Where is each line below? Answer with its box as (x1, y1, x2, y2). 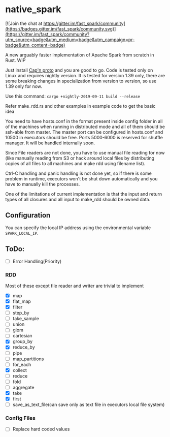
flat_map (12, 298, 31, 304)
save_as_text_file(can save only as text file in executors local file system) (12, 401, 165, 408)
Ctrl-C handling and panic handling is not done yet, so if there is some (5, 170, 152, 176)
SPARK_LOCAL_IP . (5, 230, 39, 236)
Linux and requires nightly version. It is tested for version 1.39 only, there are (5, 72, 165, 78)
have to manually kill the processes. (5, 181, 80, 187)
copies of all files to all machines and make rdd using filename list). (5, 160, 146, 166)
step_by (12, 310, 29, 316)
